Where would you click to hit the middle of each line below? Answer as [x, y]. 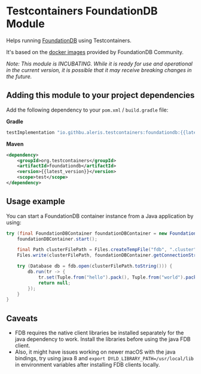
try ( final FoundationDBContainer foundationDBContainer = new [87, 233]
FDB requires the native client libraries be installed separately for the [99, 333]
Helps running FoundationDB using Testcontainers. [69, 40]
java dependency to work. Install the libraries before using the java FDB [103, 339]
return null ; [54, 283]
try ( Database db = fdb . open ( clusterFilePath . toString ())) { [95, 266]
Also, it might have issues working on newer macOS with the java [95, 352]
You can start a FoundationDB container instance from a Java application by [100, 216]
